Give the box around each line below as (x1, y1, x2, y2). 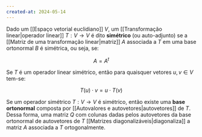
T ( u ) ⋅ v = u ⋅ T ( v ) (80, 87, 123, 94)
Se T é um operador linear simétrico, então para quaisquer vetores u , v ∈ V (6, 68, 194, 76)
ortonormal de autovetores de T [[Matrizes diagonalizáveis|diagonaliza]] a (6, 118, 191, 125)
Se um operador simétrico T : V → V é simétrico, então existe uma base (6, 99, 186, 106)
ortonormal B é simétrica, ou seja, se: (6, 44, 99, 52)
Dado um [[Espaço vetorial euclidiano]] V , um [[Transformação (6, 25, 163, 32)
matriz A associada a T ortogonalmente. (6, 124, 106, 131)
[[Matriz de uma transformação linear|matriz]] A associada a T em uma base (6, 38, 197, 45)
